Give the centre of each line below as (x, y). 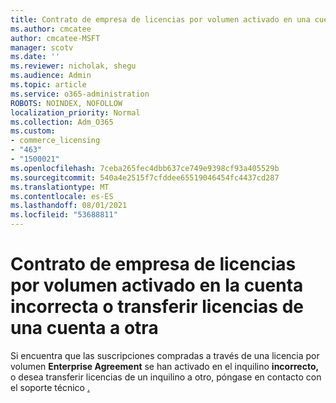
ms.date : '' (35, 57)
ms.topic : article (48, 85)
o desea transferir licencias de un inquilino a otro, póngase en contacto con (166, 377)
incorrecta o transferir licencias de (157, 307)
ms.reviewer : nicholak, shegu (73, 66)
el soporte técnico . (50, 387)
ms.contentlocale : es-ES (62, 196)
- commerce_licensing (55, 141)
